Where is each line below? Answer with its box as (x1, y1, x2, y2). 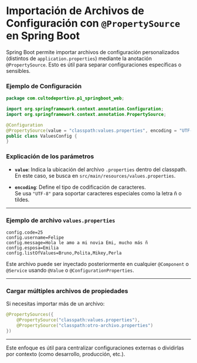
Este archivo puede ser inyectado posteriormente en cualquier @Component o (6, 260, 189, 267)
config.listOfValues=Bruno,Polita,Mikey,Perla (6, 250, 122, 256)
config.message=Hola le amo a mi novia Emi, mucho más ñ (6, 239, 148, 245)
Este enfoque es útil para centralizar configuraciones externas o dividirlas (6, 344, 185, 351)
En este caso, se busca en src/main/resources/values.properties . (14, 172, 176, 179)
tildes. (14, 196, 30, 203)
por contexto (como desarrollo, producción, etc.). (6, 350, 125, 357)
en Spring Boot (6, 29, 80, 42)
